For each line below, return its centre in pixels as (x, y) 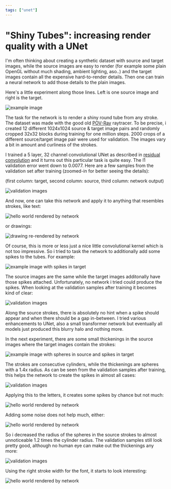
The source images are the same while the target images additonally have (83, 277)
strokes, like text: (23, 206)
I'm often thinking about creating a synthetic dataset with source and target (84, 60)
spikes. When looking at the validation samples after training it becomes (81, 287)
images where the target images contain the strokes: (61, 344)
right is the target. (24, 97)
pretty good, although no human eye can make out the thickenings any (80, 445)
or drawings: (19, 226)
